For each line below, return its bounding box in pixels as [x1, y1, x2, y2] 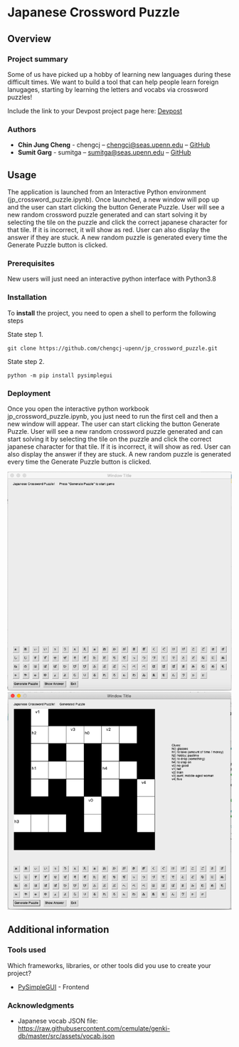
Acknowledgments [7, 1000, 75, 1010]
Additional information [7, 924, 110, 936]
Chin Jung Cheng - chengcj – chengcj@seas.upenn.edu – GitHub [17, 140, 211, 150]
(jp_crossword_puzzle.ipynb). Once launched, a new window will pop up [7, 195, 219, 204]
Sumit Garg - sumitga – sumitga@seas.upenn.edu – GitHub [17, 148, 191, 157]
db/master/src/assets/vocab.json [17, 1031, 115, 1040]
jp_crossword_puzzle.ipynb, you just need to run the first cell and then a [7, 412, 218, 420]
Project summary [7, 54, 69, 64]
